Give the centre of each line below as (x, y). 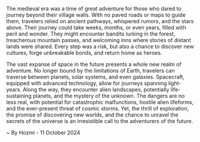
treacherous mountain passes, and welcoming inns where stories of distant (99, 40)
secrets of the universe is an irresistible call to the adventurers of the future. (100, 121)
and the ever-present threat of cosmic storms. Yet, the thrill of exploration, (98, 108)
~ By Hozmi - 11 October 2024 (43, 132)
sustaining (19, 96)
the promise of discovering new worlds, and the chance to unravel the (92, 115)
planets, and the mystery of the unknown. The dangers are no (109, 96)
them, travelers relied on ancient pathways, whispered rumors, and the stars (100, 21)
